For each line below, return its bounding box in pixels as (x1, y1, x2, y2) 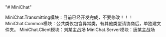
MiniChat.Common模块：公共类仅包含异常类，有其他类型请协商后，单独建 (5, 21, 157, 26)
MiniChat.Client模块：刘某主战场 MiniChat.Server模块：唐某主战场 (19, 27, 156, 33)
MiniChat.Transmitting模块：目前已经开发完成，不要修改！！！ (5, 14, 134, 20)
